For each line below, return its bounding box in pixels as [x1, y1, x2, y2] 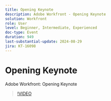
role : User [5, 21, 27, 26]
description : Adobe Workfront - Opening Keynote [5, 12, 106, 17]
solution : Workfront [5, 16, 47, 21]
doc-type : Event [5, 30, 38, 35]
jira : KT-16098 [5, 44, 36, 49]
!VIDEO [17, 90, 32, 96]
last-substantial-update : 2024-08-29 [5, 39, 82, 44]
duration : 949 [5, 35, 34, 40]
